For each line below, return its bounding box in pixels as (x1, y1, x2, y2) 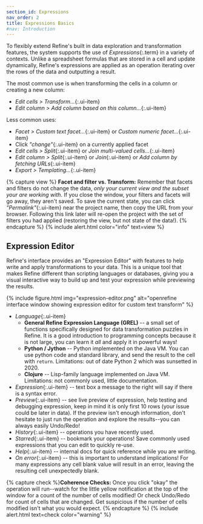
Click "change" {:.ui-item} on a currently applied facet (15, 141, 148, 148)
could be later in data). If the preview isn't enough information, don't (15, 410, 186, 417)
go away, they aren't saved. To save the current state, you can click (6, 197, 175, 205)
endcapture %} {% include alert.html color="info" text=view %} (6, 224, 165, 231)
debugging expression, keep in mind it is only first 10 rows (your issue (15, 403, 190, 410)
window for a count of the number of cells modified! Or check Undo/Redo (6, 492, 190, 499)
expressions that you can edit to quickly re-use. (15, 442, 135, 449)
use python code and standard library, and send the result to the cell (24, 351, 195, 359)
